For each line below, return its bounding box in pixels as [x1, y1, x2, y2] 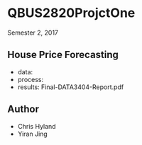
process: [17, 75, 44, 83]
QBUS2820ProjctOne [7, 5, 136, 21]
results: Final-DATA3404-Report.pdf [17, 83, 124, 91]
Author [7, 103, 39, 115]
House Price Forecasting [7, 49, 119, 61]
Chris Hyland [17, 122, 56, 130]
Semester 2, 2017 [7, 28, 59, 37]
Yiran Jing [17, 129, 48, 138]
